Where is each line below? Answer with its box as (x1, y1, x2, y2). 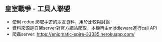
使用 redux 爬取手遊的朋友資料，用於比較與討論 (12, 19, 110, 25)
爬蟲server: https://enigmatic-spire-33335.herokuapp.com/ (12, 31, 135, 37)
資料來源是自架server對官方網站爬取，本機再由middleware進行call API (12, 25, 157, 31)
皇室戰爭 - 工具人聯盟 (5, 4, 71, 13)
